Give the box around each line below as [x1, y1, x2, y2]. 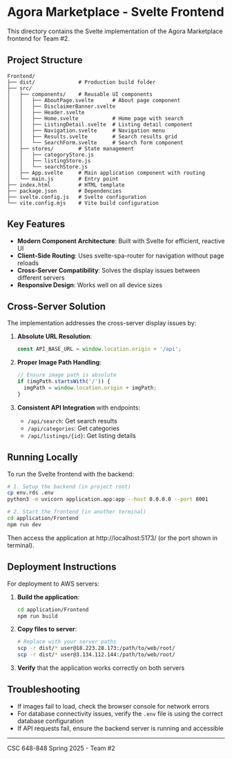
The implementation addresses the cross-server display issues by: [7, 319, 197, 327]
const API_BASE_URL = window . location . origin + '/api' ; [17, 346, 182, 353]
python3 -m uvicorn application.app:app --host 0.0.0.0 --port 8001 [7, 496, 209, 503]
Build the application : [17, 593, 80, 601]
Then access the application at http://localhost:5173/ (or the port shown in [7, 533, 218, 542]
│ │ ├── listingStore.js [7, 157, 91, 164]
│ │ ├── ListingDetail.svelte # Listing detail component [7, 121, 193, 128]
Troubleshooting [7, 684, 81, 695]
